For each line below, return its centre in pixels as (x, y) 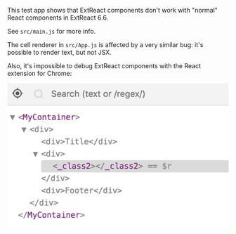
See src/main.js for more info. (52, 31)
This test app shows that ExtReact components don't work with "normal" (112, 10)
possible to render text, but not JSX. (60, 52)
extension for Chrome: (40, 73)
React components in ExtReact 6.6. (58, 18)
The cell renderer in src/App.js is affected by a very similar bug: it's (105, 45)
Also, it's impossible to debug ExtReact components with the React (104, 66)
